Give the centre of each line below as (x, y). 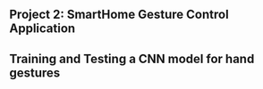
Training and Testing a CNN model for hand (132, 58)
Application (42, 29)
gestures (35, 73)
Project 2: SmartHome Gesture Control (119, 15)
